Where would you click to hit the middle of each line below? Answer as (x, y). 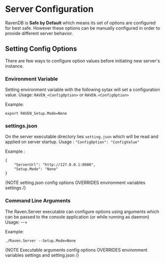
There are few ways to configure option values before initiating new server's (82, 61)
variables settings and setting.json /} (42, 255)
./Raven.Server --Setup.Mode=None (41, 241)
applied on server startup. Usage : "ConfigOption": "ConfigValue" (72, 142)
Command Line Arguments (38, 201)
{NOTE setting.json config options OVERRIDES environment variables (75, 183)
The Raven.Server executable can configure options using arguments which (82, 212)
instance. (15, 66)
